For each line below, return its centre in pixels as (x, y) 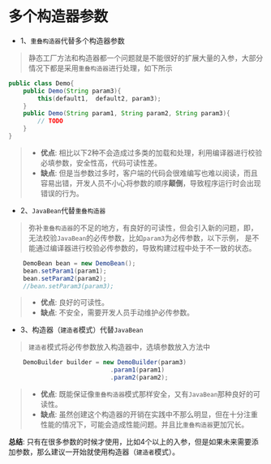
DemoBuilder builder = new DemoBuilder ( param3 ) (105, 363)
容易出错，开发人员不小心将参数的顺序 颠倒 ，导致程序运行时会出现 (151, 183)
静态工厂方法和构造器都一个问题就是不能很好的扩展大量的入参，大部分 (146, 58)
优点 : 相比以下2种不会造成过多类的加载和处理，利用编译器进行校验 (151, 153)
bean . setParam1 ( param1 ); (65, 271)
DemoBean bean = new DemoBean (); (80, 263)
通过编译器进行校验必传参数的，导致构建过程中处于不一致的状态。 (146, 247)
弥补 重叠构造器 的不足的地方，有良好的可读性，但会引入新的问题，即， (143, 227)
